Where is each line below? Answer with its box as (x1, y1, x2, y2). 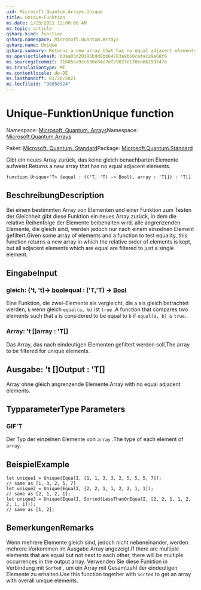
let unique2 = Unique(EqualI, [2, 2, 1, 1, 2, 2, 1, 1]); (6, 486, 154, 492)
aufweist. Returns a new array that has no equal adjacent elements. (6, 162, 171, 169)
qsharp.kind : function (6, 31, 63, 37)
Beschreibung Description (6, 190, 105, 200)
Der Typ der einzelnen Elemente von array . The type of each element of (6, 436, 184, 443)
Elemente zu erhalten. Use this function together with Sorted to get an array (6, 570, 191, 577)
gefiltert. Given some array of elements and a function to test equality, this (6, 232, 188, 239)
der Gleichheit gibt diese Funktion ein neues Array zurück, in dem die (6, 212, 176, 220)
